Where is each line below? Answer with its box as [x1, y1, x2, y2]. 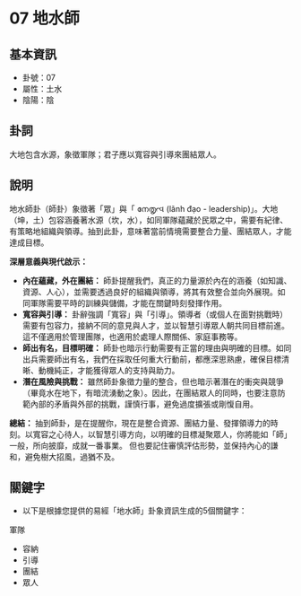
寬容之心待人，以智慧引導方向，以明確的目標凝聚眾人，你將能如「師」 [32, 428, 292, 440]
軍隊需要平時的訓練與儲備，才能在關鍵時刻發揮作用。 [30, 297, 227, 308]
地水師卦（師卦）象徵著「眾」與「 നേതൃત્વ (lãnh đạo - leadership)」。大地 [9, 203, 279, 214]
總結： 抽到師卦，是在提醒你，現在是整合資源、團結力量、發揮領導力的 [9, 417, 271, 428]
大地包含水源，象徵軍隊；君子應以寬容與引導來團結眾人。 [9, 149, 221, 160]
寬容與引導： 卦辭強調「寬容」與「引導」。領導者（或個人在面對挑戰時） [21, 309, 288, 320]
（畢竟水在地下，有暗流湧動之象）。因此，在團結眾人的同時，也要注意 [21, 387, 278, 398]
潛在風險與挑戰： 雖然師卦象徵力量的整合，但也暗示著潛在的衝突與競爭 [21, 376, 284, 387]
